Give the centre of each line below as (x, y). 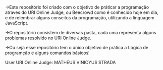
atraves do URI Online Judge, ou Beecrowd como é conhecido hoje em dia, (82, 12)
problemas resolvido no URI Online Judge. (48, 38)
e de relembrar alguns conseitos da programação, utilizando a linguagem (80, 18)
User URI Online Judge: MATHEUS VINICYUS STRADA (60, 62)
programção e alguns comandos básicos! (48, 53)
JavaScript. (17, 23)
